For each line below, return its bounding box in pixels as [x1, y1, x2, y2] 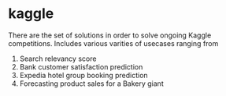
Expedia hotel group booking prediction [19, 70, 148, 80]
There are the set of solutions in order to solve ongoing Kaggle [8, 30, 212, 40]
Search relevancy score [19, 54, 97, 63]
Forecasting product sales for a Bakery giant [19, 79, 164, 88]
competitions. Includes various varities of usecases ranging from [8, 38, 219, 48]
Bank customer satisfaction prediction [19, 62, 143, 71]
